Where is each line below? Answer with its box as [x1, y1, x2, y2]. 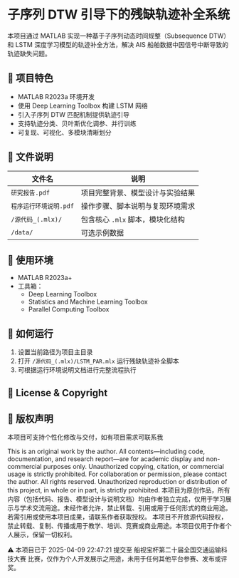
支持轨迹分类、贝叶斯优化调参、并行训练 [17, 119, 137, 128]
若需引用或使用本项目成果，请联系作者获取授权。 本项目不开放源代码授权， [7, 512, 228, 521]
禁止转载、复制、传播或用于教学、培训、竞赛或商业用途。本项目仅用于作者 [7, 522, 225, 530]
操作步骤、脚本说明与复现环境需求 [80, 201, 196, 211]
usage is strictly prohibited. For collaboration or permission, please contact [7, 470, 228, 478]
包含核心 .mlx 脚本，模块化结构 [80, 215, 185, 225]
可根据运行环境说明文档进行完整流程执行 [17, 366, 137, 374]
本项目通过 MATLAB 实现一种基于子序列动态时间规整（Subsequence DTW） [7, 31, 230, 40]
